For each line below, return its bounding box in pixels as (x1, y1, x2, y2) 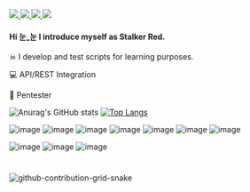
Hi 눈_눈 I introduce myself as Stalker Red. (9, 31, 166, 42)
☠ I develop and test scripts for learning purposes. (9, 52, 194, 62)
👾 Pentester (9, 90, 52, 100)
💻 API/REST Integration (9, 69, 97, 80)
